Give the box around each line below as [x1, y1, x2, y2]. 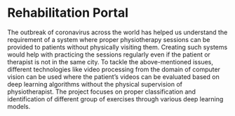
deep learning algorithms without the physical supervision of [7, 80, 182, 88]
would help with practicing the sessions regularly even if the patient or [7, 50, 210, 59]
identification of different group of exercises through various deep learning [7, 94, 224, 103]
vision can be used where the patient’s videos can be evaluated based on [7, 72, 220, 81]
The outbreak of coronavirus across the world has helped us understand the [7, 28, 228, 36]
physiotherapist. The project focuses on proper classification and [7, 87, 196, 96]
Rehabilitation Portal [7, 5, 128, 21]
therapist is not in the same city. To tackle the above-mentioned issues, [7, 57, 214, 66]
